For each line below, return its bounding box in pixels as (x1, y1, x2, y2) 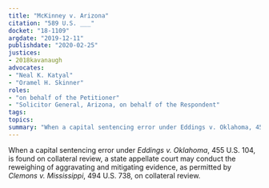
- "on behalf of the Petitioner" (8, 94, 120, 102)
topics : (8, 116, 34, 124)
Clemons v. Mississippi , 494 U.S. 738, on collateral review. (8, 170, 201, 180)
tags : (8, 109, 26, 117)
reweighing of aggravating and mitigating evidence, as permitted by (8, 162, 232, 172)
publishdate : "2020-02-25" (8, 42, 98, 50)
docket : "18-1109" (8, 26, 70, 34)
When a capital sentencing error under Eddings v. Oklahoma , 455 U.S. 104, (8, 145, 256, 154)
